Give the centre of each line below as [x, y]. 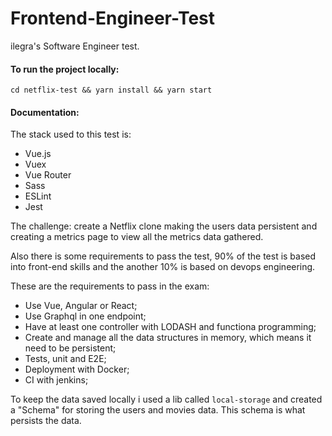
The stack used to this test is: [71, 134]
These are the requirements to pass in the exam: [110, 286]
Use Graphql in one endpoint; [85, 316]
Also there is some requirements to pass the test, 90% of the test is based [163, 256]
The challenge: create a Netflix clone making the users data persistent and [164, 226]
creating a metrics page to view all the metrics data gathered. [137, 237]
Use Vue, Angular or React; [81, 306]
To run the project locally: [65, 69]
